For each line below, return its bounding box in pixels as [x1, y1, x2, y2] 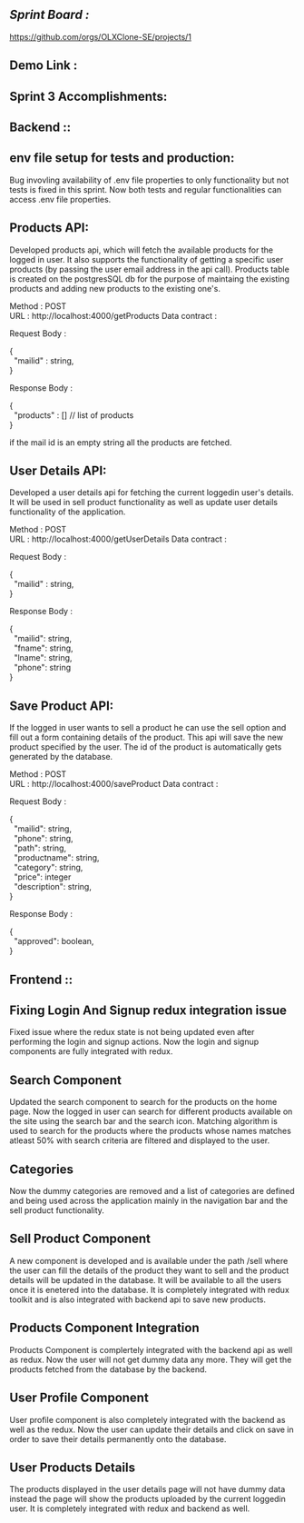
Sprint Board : [9, 7, 90, 23]
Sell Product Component [9, 1231, 152, 1247]
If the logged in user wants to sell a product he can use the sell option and [9, 722, 287, 733]
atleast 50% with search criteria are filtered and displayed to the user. [9, 1135, 270, 1146]
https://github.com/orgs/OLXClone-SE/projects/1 [9, 31, 192, 42]
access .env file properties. [9, 194, 112, 204]
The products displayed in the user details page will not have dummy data [9, 1484, 286, 1495]
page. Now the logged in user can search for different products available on [9, 1106, 293, 1117]
